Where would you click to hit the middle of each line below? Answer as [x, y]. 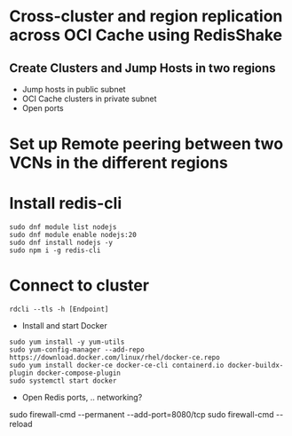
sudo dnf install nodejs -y [61, 243]
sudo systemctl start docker [63, 381]
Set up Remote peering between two [146, 144]
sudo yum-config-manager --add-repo [77, 350]
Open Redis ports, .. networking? [82, 398]
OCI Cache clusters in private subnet [89, 99]
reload [21, 424]
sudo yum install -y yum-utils [67, 342]
